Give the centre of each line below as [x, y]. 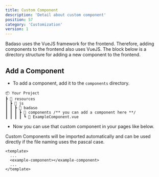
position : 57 [19, 19]
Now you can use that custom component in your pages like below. [83, 126]
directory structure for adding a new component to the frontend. [73, 55]
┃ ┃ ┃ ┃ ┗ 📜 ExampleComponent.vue [42, 117]
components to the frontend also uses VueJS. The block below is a [76, 49]
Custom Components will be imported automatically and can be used [78, 136]
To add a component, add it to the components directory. [71, 83]
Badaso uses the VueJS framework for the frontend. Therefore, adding [80, 44]
